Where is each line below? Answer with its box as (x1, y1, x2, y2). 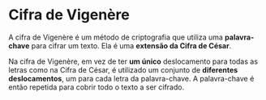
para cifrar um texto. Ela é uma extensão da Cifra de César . (31, 40, 232, 50)
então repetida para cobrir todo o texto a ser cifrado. (8, 82, 185, 92)
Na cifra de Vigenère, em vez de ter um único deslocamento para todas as (8, 56, 258, 66)
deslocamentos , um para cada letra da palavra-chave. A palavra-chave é (8, 73, 255, 83)
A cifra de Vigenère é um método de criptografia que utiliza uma (8, 32, 223, 42)
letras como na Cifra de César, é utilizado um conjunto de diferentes (8, 65, 238, 74)
